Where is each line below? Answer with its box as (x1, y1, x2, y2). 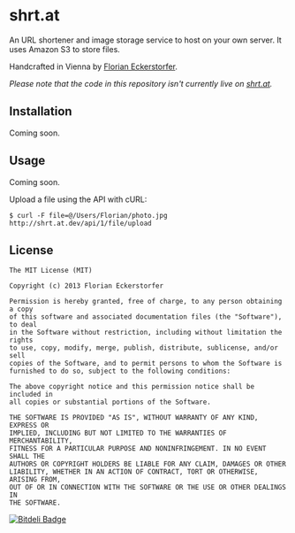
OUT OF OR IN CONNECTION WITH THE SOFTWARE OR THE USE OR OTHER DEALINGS (9, 483, 287, 492)
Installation (9, 104, 72, 120)
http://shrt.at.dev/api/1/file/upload (9, 219, 152, 228)
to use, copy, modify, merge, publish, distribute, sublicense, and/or (9, 344, 278, 352)
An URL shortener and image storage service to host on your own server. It (9, 35, 283, 45)
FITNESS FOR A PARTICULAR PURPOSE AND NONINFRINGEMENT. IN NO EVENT (9, 444, 267, 453)
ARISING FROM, (9, 475, 62, 484)
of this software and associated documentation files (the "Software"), (9, 313, 283, 321)
